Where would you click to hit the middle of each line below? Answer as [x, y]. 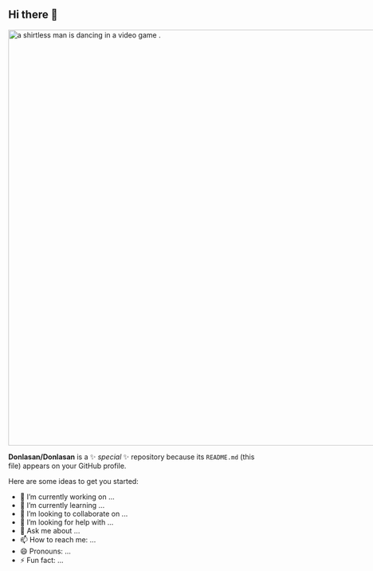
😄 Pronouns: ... [45, 551]
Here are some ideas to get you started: [74, 481]
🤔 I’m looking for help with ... [67, 522]
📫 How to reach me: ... [58, 539]
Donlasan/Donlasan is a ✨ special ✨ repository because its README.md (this [132, 457]
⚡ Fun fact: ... [41, 560]
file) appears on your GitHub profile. [67, 466]
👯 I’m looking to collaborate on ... [74, 514]
